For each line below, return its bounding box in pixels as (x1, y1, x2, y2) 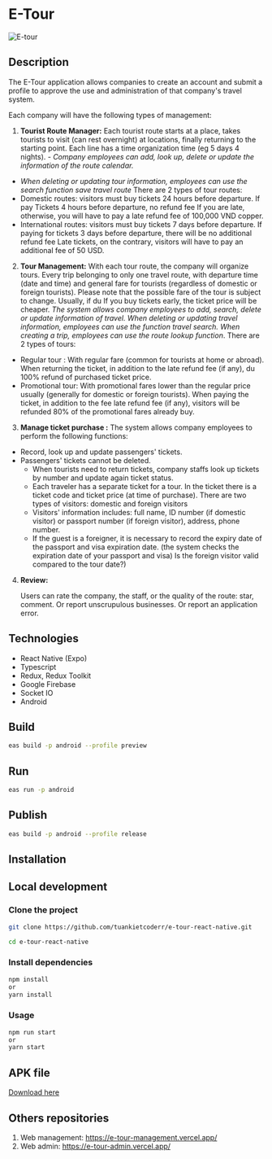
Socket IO (19, 688, 54, 698)
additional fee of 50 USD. (19, 245, 105, 255)
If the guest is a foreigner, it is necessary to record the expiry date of (32, 533, 262, 543)
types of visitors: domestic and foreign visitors (32, 498, 188, 509)
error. (19, 608, 39, 618)
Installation (8, 852, 67, 867)
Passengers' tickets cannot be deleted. (19, 455, 152, 465)
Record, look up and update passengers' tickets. (19, 447, 183, 457)
